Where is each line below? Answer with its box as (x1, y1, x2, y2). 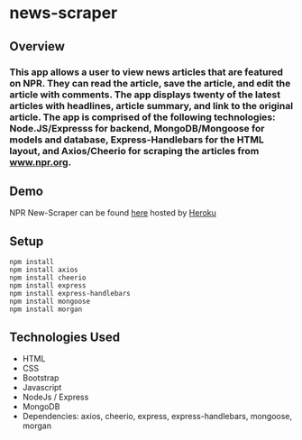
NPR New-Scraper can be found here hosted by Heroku (9, 207, 216, 218)
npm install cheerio (9, 273, 87, 282)
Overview (9, 39, 66, 54)
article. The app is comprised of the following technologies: (9, 111, 276, 124)
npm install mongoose (9, 297, 91, 307)
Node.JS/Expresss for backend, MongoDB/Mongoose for (9, 122, 265, 134)
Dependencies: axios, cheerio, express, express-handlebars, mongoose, (22, 410, 293, 421)
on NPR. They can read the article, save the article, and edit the (9, 77, 291, 89)
